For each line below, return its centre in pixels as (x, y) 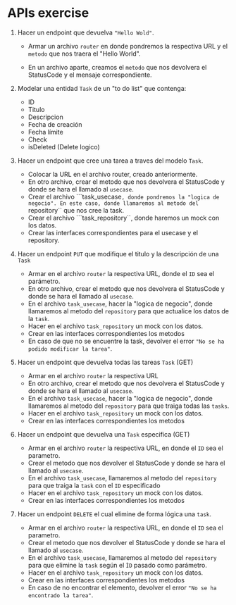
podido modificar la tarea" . (70, 348)
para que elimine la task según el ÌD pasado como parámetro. (118, 565)
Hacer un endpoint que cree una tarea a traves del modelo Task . (110, 161)
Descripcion (45, 117)
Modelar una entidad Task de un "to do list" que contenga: (102, 88)
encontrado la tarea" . (61, 595)
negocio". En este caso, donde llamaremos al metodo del (113, 203)
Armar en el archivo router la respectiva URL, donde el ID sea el (121, 273)
